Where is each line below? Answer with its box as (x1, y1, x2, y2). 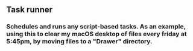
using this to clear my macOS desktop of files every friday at (6, 30, 187, 38)
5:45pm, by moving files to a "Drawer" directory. (6, 37, 153, 46)
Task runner (6, 5, 53, 15)
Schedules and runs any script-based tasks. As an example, (6, 23, 186, 31)
